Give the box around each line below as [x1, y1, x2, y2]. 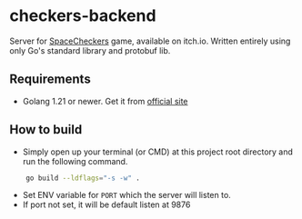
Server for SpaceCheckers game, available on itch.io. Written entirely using [9, 35, 291, 46]
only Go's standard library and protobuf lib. [9, 45, 171, 55]
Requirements [9, 72, 91, 87]
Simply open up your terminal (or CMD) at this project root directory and [22, 146, 294, 157]
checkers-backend [9, 5, 156, 26]
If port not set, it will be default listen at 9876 [22, 199, 191, 210]
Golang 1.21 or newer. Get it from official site [22, 95, 188, 106]
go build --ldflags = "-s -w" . [25, 174, 141, 183]
